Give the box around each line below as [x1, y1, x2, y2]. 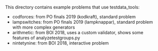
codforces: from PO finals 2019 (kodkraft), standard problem [12, 14, 136, 19]
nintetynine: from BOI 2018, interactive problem [12, 40, 109, 46]
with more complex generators [12, 24, 75, 30]
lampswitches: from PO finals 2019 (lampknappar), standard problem [12, 19, 153, 25]
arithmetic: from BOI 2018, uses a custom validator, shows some [12, 30, 144, 35]
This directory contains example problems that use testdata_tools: [5, 4, 140, 10]
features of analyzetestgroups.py [12, 35, 80, 41]
